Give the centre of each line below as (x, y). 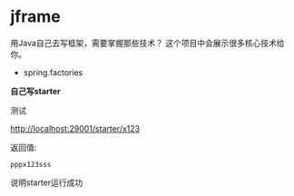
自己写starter (36, 91)
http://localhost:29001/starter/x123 (75, 128)
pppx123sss (31, 164)
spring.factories (53, 72)
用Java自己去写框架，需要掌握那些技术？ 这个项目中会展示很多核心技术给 (147, 43)
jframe (36, 17)
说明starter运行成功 (47, 182)
